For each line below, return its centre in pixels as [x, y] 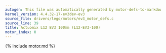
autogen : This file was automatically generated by [59, 9]
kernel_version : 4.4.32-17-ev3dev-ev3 [45, 14]
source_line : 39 [22, 23]
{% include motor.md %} [30, 46]
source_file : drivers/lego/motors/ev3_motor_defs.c [59, 18]
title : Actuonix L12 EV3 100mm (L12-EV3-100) [53, 28]
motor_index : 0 [21, 32]
